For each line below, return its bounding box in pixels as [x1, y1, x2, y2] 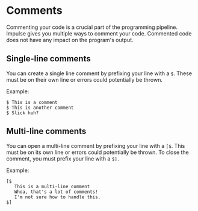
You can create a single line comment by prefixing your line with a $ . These [6, 70, 193, 77]
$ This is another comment [6, 105, 74, 111]
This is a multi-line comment [14, 183, 90, 189]
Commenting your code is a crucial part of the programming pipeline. [6, 23, 178, 31]
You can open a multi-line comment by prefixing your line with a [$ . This [6, 142, 185, 149]
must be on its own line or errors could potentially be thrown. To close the [6, 148, 190, 156]
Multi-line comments [6, 126, 87, 136]
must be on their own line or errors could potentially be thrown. [6, 76, 162, 83]
